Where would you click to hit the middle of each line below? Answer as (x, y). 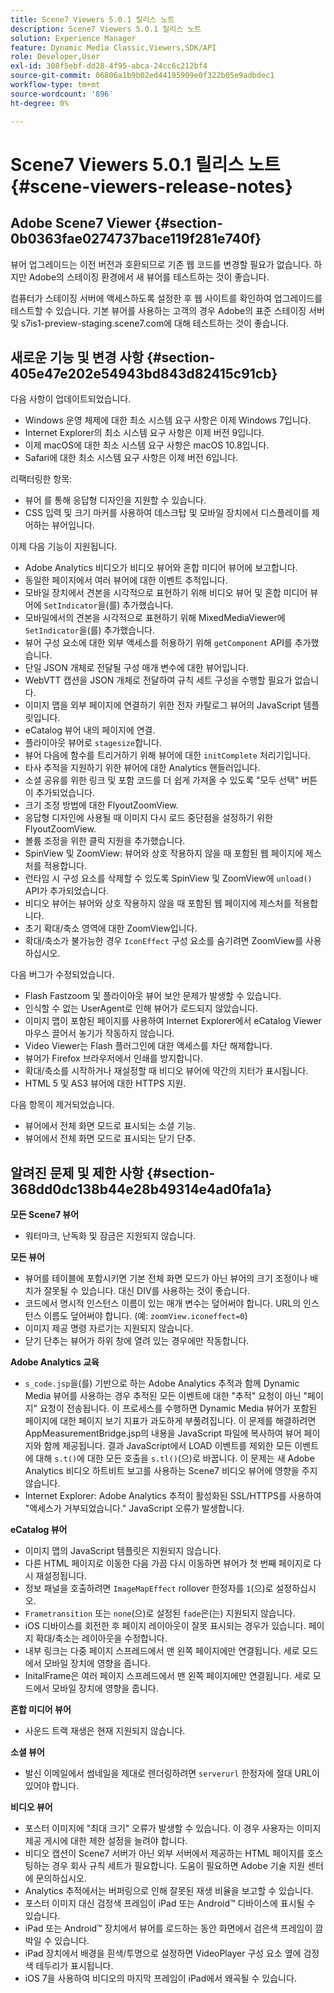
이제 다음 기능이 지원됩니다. (64, 547)
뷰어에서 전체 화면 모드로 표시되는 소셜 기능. (110, 1126)
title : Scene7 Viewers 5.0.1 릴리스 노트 (92, 19)
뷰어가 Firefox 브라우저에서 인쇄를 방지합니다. (113, 1058)
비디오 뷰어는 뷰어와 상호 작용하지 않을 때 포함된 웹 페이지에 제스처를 (158, 903)
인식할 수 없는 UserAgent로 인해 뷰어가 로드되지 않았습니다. (141, 1008)
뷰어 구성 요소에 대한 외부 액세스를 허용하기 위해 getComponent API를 (158, 643)
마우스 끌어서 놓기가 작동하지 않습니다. (99, 1033)
